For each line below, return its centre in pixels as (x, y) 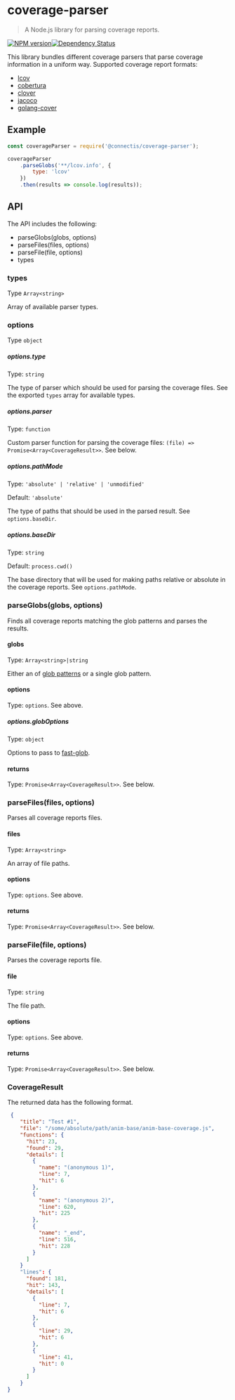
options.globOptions (38, 721)
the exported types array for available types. (71, 395)
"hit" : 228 (54, 1246)
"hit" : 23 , (42, 1141)
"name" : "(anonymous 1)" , (76, 1168)
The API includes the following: (52, 223)
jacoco (27, 100)
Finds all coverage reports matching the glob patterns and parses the (107, 621)
